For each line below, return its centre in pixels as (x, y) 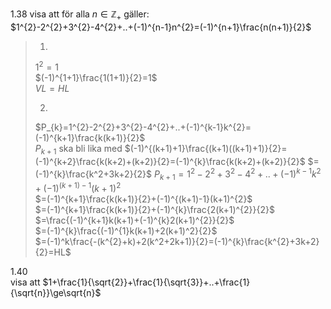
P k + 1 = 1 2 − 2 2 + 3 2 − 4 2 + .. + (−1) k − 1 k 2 (238, 174)
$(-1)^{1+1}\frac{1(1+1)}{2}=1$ (96, 78)
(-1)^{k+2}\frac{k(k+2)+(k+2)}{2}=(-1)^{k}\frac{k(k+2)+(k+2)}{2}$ (170, 162)
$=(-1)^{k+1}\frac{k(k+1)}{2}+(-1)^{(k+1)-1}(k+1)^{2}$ (143, 199)
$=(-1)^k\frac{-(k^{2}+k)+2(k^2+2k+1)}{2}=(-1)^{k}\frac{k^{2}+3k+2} (177, 242)
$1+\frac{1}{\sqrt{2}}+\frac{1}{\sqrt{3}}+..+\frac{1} (146, 282)
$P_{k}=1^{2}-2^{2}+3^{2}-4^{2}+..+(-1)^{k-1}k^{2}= (143, 127)
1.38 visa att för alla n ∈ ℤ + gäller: (80, 15)
